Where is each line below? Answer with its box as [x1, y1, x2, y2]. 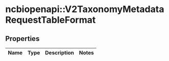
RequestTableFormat [5, 14, 96, 26]
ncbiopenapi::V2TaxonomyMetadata [5, 4, 164, 15]
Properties [5, 34, 40, 43]
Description [45, 49, 74, 56]
